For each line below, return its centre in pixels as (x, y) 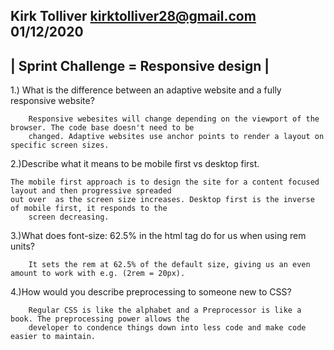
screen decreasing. (69, 217)
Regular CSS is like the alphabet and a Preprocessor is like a (165, 310)
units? (22, 246)
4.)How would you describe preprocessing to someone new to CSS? (151, 292)
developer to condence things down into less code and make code (167, 328)
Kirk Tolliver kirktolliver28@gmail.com (133, 16)
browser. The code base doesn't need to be (102, 128)
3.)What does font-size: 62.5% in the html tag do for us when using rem (158, 236)
